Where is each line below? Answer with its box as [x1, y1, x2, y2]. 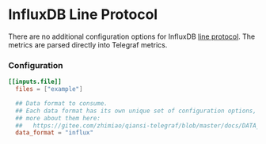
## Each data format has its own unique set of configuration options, [15, 107, 257, 115]
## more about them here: [15, 114, 101, 122]
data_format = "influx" [15, 129, 93, 137]
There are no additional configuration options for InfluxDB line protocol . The [8, 32, 256, 41]
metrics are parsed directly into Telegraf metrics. [8, 40, 168, 49]
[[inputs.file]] [8, 78, 62, 86]
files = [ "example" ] [15, 85, 83, 93]
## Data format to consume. [15, 99, 108, 108]
